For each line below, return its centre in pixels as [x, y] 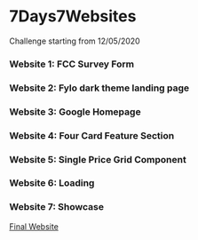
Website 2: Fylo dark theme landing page [99, 88]
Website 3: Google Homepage [75, 111]
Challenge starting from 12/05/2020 [75, 41]
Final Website [34, 226]
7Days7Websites [73, 16]
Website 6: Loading [52, 183]
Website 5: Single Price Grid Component [98, 159]
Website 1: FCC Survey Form [72, 64]
